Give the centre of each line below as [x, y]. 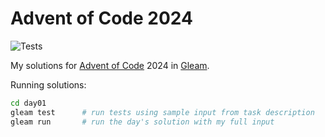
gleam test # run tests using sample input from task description [162, 112]
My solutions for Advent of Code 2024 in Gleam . [110, 65]
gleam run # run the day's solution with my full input [142, 122]
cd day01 [28, 103]
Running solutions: [48, 84]
